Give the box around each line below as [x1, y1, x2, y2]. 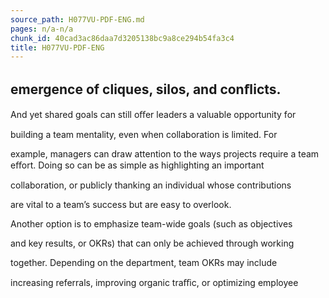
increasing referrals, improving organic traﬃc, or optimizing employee [10, 277, 299, 289]
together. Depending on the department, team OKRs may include [10, 257, 278, 269]
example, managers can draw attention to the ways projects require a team [10, 148, 320, 160]
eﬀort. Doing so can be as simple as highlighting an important [10, 159, 265, 171]
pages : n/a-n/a [10, 24, 74, 34]
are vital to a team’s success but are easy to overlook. [10, 199, 232, 211]
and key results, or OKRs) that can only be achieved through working [10, 237, 295, 250]
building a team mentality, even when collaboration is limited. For [10, 129, 278, 141]
